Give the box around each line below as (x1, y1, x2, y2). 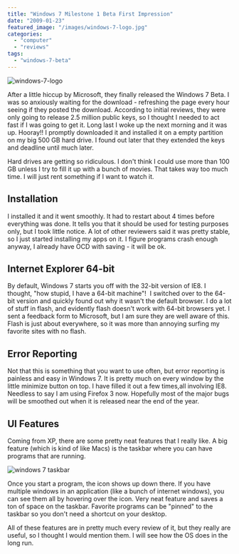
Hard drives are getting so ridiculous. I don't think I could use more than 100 (7, 157, 230, 165)
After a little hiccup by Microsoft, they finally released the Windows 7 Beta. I (7, 90, 230, 98)
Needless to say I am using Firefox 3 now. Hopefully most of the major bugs (7, 389, 230, 398)
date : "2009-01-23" (7, 17, 65, 24)
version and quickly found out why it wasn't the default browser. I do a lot (16, 297, 232, 305)
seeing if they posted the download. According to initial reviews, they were (7, 105, 226, 114)
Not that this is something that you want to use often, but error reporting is (7, 366, 225, 375)
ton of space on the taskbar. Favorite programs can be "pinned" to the (7, 502, 213, 511)
